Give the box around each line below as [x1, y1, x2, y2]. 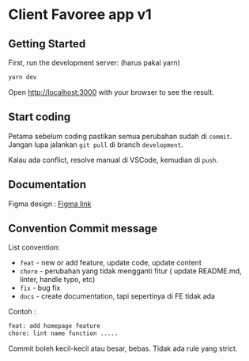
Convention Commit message [8, 221, 158, 235]
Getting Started [8, 37, 86, 51]
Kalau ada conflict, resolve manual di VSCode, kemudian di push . [8, 155, 219, 164]
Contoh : [8, 306, 36, 317]
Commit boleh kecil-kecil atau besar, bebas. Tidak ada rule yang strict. [8, 344, 238, 353]
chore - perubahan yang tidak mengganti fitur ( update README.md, [19, 266, 243, 276]
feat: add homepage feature [8, 322, 101, 330]
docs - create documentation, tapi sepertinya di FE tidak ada [19, 291, 216, 301]
